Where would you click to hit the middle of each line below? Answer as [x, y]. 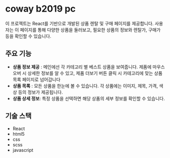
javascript [23, 150]
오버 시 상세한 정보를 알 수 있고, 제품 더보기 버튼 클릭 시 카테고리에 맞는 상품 [88, 73]
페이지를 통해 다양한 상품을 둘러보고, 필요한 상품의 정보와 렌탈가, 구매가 [90, 30]
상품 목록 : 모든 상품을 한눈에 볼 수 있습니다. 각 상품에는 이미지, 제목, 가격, [85, 86]
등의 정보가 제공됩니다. [41, 92]
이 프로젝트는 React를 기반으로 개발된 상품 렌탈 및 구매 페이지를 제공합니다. [79, 23]
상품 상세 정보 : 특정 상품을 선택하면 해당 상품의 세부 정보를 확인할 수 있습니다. [89, 98]
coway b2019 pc [41, 9]
